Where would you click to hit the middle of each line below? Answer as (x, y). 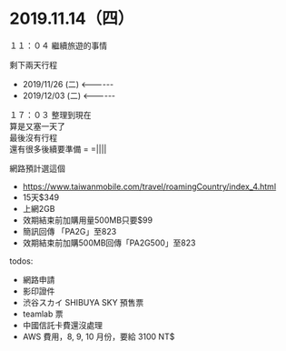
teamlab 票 (43, 314)
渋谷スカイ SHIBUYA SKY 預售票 (83, 302)
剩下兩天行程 (33, 65)
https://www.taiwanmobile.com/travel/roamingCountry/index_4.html (149, 186)
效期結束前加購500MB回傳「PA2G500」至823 (109, 243)
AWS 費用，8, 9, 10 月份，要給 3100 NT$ (99, 336)
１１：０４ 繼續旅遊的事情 (58, 45)
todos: (21, 261)
